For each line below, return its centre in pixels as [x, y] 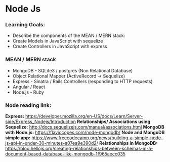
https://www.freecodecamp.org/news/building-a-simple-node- [97, 138]
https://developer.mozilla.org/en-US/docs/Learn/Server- [84, 116]
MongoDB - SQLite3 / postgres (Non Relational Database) [73, 70]
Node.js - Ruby [28, 92]
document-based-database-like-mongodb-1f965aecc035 [65, 154]
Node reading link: [28, 105]
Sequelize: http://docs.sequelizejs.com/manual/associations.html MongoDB [85, 127]
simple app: [18, 138]
